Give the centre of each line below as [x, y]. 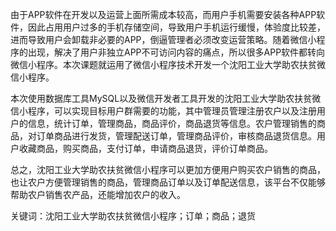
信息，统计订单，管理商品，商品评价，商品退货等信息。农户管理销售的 [172, 123]
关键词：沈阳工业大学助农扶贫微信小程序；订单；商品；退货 [133, 216]
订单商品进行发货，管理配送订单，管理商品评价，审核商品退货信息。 [176, 136]
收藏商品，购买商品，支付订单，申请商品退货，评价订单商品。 [145, 148]
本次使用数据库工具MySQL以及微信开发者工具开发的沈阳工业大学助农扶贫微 [166, 98]
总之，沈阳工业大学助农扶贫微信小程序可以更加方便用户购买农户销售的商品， [168, 169]
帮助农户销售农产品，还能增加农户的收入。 [98, 194]
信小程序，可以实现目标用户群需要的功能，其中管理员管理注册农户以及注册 [163, 111]
